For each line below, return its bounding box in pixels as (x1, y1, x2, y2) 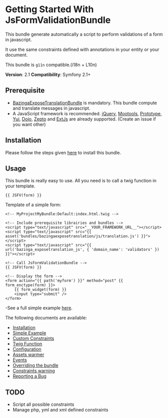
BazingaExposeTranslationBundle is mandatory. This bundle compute (12, 100, 157, 106)
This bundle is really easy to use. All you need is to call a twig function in (5, 178, 157, 184)
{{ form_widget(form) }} (14, 287, 67, 293)
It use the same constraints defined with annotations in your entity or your (5, 46, 159, 52)
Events (12, 357, 27, 363)
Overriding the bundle (12, 362, 59, 369)
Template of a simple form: (5, 202, 62, 208)
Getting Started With (5, 4, 94, 15)
